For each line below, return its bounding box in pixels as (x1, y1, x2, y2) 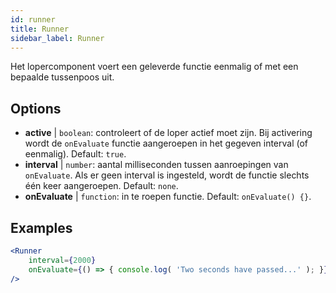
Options (10, 100, 62, 117)
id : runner (10, 14, 56, 25)
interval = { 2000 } (28, 255, 97, 265)
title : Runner (10, 24, 70, 34)
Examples (10, 219, 73, 236)
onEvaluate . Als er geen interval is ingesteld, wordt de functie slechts (24, 169, 310, 181)
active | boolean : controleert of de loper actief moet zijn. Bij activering (24, 127, 313, 139)
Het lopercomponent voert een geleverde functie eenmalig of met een (10, 61, 299, 73)
